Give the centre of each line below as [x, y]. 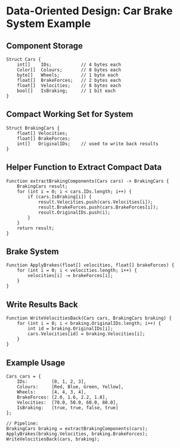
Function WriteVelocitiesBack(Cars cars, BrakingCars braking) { [89, 318]
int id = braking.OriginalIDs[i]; [70, 329]
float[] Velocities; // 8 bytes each [69, 85]
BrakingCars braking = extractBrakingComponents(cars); [77, 429]
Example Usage [36, 363]
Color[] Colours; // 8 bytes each [69, 70]
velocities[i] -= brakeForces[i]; [70, 276]
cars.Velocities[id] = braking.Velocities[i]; [86, 334]
